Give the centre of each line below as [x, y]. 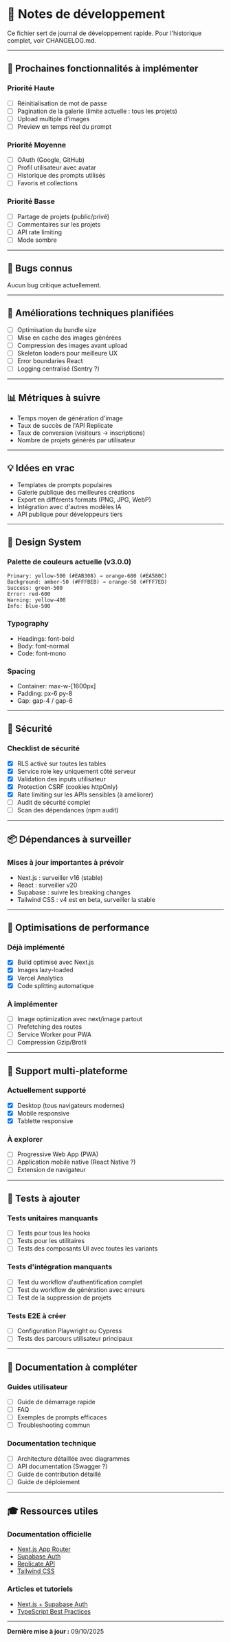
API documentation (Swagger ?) [62, 1466]
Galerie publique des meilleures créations [76, 492]
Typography [28, 624]
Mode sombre [37, 240]
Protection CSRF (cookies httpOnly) [67, 787]
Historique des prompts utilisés [61, 176]
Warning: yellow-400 [37, 600]
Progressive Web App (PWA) [58, 1154]
